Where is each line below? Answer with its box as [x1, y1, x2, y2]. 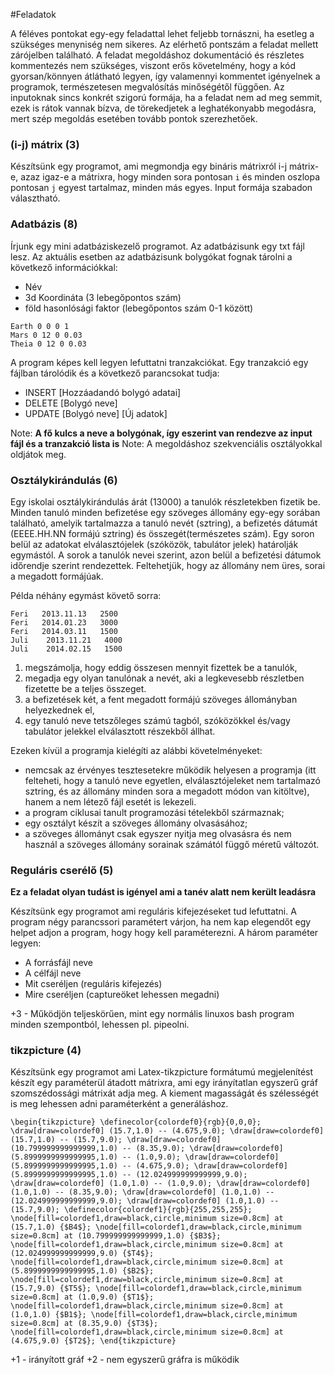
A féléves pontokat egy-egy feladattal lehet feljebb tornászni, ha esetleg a [10, 28, 315, 39]
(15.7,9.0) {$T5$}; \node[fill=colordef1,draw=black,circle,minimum [10, 1284, 302, 1294]
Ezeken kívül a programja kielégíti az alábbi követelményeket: [10, 744, 263, 756]
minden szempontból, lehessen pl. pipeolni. [10, 1019, 190, 1031]
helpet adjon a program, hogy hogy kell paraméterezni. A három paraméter [10, 927, 319, 939]
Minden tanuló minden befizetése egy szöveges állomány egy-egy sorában [10, 506, 321, 518]
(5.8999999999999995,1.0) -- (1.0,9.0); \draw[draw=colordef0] [10, 1152, 280, 1163]
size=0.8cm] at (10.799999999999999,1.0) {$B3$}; [10, 1231, 222, 1241]
